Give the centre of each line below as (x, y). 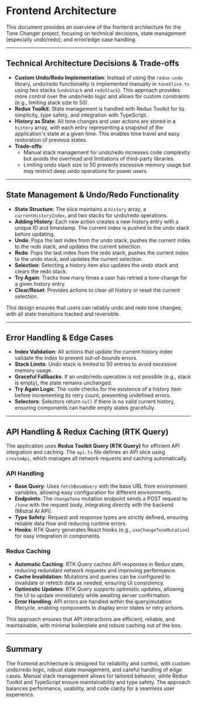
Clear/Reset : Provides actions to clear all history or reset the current (97, 290)
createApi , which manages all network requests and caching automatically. (97, 458)
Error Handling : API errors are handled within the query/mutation (93, 601)
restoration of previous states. (51, 140)
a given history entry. (40, 284)
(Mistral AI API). (33, 511)
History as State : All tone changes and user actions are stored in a (95, 121)
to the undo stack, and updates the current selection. (79, 259)
